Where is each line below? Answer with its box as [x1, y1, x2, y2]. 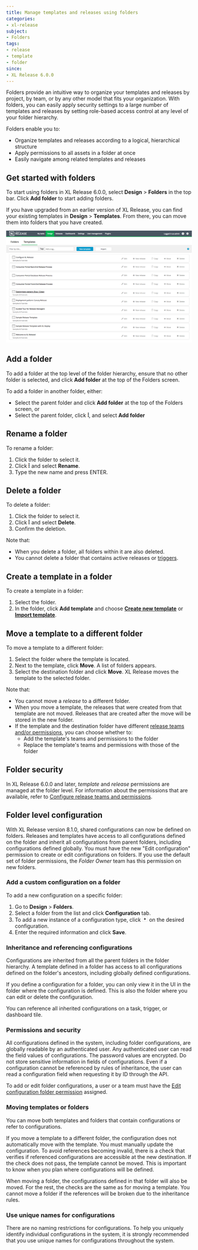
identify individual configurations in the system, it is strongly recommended [6, 1230, 189, 1238]
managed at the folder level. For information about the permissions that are [6, 786, 189, 794]
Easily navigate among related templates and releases [14, 156, 146, 163]
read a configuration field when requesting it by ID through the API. [6, 1071, 169, 1078]
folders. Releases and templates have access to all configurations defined [6, 832, 186, 839]
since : [6, 66, 22, 72]
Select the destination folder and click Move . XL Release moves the [14, 668, 179, 675]
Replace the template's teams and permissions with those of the [23, 741, 180, 748]
